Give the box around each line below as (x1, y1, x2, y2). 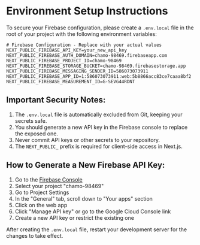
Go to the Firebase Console (14, 176, 83, 183)
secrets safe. (14, 117, 47, 124)
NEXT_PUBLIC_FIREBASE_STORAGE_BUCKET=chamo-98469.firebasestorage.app (6, 63, 186, 69)
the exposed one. (14, 130, 59, 137)
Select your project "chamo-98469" (14, 182, 104, 189)
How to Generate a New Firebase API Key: (6, 160, 165, 170)
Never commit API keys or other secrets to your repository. (14, 136, 160, 143)
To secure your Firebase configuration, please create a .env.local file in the (6, 24, 194, 31)
